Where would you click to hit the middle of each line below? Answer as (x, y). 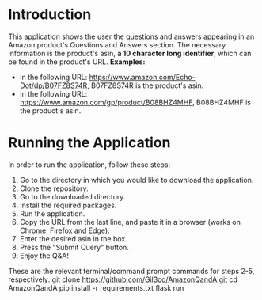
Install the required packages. (68, 205)
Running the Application (89, 143)
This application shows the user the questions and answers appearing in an (131, 36)
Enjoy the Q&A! (44, 256)
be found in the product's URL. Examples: (77, 62)
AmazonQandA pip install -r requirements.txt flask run (96, 287)
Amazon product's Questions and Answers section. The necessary (117, 44)
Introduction (50, 15)
